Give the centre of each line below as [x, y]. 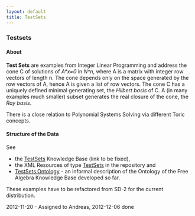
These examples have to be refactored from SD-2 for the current [85, 189]
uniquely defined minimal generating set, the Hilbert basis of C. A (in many [97, 90]
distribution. [21, 195]
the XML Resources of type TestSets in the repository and [85, 165]
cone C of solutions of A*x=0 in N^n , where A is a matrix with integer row [95, 71]
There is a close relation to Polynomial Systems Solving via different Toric [95, 114]
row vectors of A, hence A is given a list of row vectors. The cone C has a [95, 84]
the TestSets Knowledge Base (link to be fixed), [72, 159]
